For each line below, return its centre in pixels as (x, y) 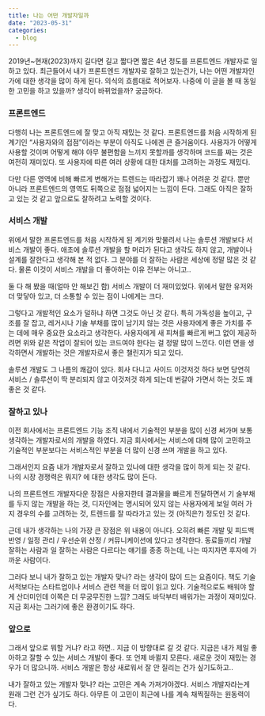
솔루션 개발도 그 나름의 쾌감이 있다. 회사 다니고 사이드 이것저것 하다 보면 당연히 (129, 369)
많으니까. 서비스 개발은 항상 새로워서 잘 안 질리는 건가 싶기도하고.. (132, 668)
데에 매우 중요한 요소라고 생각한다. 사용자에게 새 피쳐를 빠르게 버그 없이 (126, 333)
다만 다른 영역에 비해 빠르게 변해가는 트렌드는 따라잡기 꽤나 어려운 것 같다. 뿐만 (129, 178)
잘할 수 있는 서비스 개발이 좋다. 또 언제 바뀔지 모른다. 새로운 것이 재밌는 (138, 657)
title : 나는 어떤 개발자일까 (49, 15)
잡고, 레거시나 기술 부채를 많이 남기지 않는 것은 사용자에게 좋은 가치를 (138, 322)
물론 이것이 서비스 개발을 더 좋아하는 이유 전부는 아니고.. (105, 269)
